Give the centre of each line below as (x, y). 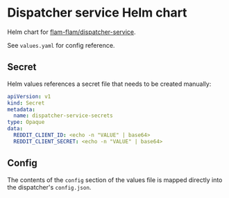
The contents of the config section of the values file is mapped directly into (115, 180)
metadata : (22, 109)
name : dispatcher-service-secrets (63, 116)
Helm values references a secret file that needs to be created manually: (109, 84)
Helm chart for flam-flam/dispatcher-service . (72, 32)
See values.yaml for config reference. (61, 45)
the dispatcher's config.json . (49, 187)
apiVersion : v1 (29, 96)
